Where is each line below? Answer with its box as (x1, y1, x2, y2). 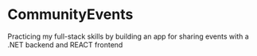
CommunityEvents (7, 6, 134, 24)
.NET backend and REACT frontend (7, 39, 123, 49)
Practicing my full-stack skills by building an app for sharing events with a (7, 32, 250, 41)
